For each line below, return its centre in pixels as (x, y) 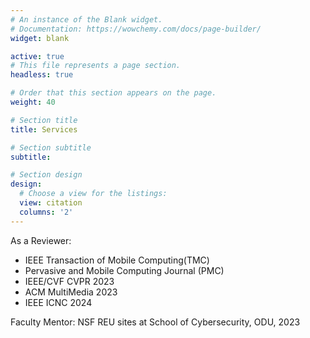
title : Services (44, 129)
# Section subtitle (51, 147)
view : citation (51, 203)
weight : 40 (33, 102)
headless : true (42, 75)
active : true (37, 56)
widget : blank (40, 38)
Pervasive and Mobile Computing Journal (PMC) (124, 270)
